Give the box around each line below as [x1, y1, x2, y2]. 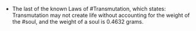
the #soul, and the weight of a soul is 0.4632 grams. [12, 18, 143, 25]
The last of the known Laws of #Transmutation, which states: [12, 5, 166, 12]
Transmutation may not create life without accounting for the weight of [12, 12, 191, 19]
